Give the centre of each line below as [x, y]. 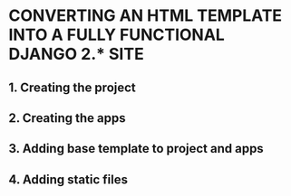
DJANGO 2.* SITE [76, 54]
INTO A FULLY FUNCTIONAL [117, 35]
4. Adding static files [68, 179]
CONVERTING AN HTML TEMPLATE [145, 16]
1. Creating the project [73, 87]
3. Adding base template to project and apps [136, 149]
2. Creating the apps [67, 118]
